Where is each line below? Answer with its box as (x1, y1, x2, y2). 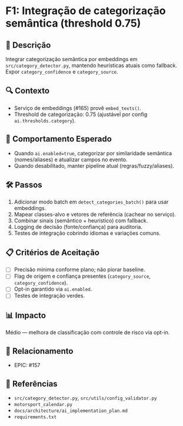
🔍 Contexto (5, 86, 50, 96)
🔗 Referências (5, 378, 58, 389)
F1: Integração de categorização (5, 4, 166, 18)
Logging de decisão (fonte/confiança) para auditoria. (14, 224, 142, 231)
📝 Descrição (5, 40, 51, 50)
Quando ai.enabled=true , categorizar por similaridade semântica (14, 149, 172, 157)
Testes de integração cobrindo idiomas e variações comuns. (14, 229, 161, 237)
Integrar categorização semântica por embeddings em (5, 56, 138, 62)
